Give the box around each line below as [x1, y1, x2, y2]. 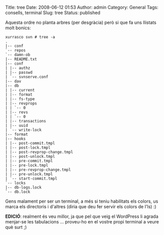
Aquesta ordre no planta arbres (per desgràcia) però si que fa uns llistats [5, 20, 156, 25]
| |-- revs [5, 110, 28, 115]
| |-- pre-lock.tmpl [5, 163, 49, 168]
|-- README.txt [5, 57, 37, 62]
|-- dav [5, 79, 22, 84]
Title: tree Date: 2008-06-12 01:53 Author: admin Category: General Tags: [5, 5, 158, 10]
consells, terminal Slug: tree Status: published [5, 10, 100, 16]
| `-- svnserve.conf [5, 74, 49, 79]
